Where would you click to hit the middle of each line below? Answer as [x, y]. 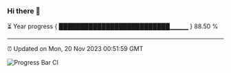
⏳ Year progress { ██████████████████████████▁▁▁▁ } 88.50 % [113, 26]
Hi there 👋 [24, 11]
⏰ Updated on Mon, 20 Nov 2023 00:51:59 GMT [75, 49]
